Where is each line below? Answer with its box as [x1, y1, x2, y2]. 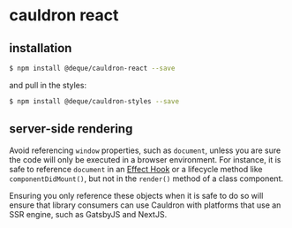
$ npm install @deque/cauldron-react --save [9, 64, 176, 72]
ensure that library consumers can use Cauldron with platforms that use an [9, 200, 281, 210]
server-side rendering [9, 121, 133, 137]
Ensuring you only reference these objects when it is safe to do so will [9, 190, 264, 201]
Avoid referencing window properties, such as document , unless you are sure [9, 145, 281, 156]
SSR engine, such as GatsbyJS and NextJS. [9, 209, 168, 219]
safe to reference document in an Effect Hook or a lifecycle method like [9, 163, 263, 174]
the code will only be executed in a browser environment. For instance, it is [9, 154, 281, 164]
